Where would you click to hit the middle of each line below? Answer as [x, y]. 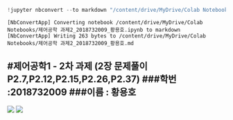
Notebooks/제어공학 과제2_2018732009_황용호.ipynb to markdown [94, 30]
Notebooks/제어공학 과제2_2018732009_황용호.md [70, 43]
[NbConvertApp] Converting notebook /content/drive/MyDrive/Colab [105, 22]
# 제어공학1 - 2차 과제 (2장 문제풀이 [77, 66]
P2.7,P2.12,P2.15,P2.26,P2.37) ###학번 [92, 79]
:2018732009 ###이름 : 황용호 [72, 93]
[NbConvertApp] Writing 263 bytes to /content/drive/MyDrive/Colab [107, 36]
